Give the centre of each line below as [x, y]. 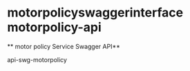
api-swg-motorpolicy [37, 59]
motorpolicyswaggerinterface [95, 13]
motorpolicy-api [54, 27]
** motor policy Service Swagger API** [64, 46]
